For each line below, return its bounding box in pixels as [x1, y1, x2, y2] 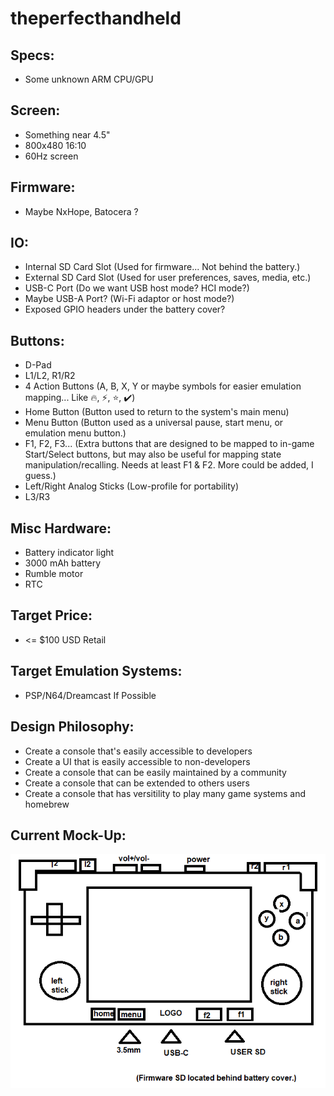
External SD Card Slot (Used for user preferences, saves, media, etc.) [24, 272, 312, 284]
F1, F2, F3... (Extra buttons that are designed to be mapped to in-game [24, 438, 315, 450]
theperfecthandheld [10, 7, 182, 30]
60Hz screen [24, 150, 79, 162]
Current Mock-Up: [10, 827, 127, 844]
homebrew [24, 798, 70, 810]
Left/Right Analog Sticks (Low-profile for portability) [24, 480, 240, 492]
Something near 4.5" [24, 128, 111, 141]
